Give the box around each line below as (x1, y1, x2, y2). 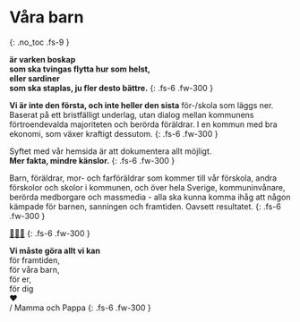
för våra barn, (9, 264, 60, 275)
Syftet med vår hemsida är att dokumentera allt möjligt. (9, 146, 212, 157)
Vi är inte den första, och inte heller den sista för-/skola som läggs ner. (9, 99, 274, 110)
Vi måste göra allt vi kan (9, 245, 101, 256)
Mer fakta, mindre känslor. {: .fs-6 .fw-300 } (9, 155, 176, 165)
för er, (9, 274, 31, 284)
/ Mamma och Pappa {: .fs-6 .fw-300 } (9, 302, 151, 313)
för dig (9, 283, 34, 293)
